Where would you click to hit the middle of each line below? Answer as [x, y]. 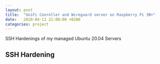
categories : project [27, 24]
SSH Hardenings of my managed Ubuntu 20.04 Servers [63, 39]
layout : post [19, 10]
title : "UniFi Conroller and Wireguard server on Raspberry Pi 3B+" [81, 15]
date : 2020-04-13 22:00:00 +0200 [43, 19]
